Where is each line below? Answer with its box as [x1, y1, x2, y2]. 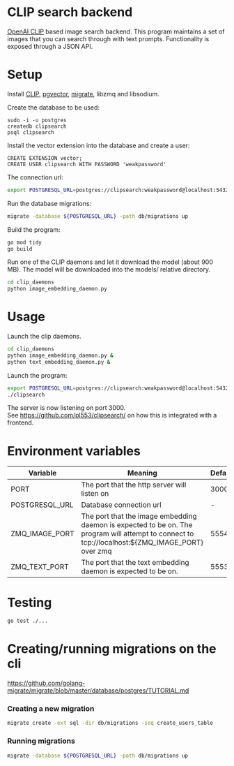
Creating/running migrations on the [7, 641, 217, 657]
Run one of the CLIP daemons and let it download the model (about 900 [7, 258, 214, 266]
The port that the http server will [81, 480, 187, 489]
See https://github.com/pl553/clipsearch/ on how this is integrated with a [7, 411, 217, 420]
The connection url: [7, 172, 64, 182]
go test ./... [7, 617, 49, 625]
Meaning [127, 469, 158, 478]
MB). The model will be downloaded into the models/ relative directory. [7, 265, 211, 274]
